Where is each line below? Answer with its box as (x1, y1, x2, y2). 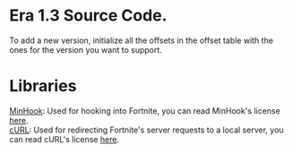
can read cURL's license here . (9, 133, 119, 144)
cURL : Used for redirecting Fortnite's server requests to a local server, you (9, 124, 284, 135)
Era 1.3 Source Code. (9, 5, 168, 26)
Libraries (9, 76, 77, 97)
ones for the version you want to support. (9, 44, 163, 55)
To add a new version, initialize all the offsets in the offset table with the (9, 35, 273, 46)
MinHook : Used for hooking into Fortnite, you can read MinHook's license (9, 105, 280, 116)
